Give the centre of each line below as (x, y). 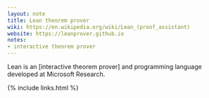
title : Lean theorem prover (49, 20)
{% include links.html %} (43, 88)
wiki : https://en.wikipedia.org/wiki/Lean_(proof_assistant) (99, 27)
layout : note (26, 14)
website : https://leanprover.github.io (66, 33)
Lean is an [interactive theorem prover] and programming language (104, 67)
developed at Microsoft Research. (56, 74)
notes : (17, 40)
